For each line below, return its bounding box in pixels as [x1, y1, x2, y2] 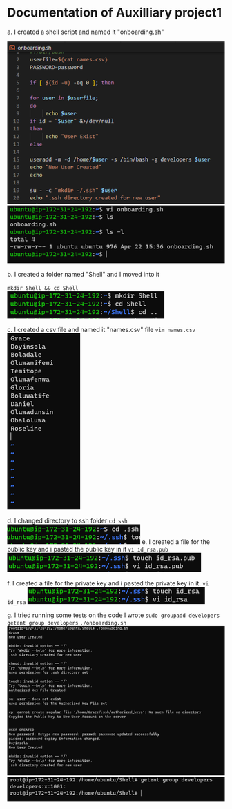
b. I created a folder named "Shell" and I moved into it [7, 271, 160, 279]
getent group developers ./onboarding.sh [7, 620, 126, 627]
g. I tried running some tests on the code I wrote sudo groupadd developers [7, 611, 220, 619]
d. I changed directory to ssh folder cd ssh [7, 516, 128, 525]
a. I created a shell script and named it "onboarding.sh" [7, 28, 164, 36]
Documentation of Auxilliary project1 [7, 5, 222, 21]
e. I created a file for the [141, 538, 211, 546]
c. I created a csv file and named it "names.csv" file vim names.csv [7, 326, 196, 334]
